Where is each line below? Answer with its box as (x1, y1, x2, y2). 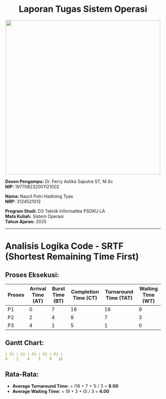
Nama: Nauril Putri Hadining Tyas (5, 193, 73, 199)
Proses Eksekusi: (5, 271, 59, 279)
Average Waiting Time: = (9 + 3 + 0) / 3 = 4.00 (12, 389, 110, 395)
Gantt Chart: (5, 339, 44, 347)
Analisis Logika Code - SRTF (5, 240, 124, 252)
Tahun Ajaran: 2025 (5, 218, 47, 224)
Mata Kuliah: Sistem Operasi (5, 213, 64, 219)
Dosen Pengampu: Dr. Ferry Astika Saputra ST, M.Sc (5, 178, 113, 184)
